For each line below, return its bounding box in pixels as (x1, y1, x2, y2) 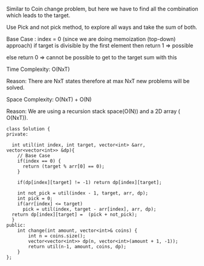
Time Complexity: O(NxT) (6, 65, 70, 73)
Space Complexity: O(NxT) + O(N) (6, 96, 92, 103)
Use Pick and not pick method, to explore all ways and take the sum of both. (6, 24, 197, 31)
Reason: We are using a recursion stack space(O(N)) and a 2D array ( (6, 108, 181, 115)
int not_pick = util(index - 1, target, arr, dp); (17, 190, 149, 196)
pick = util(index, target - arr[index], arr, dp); (22, 206, 157, 212)
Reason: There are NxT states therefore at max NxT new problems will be (6, 78, 190, 84)
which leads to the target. (6, 12, 71, 19)
